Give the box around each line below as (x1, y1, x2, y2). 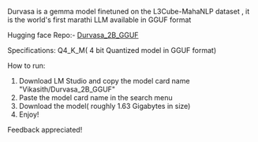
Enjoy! (18, 110, 39, 119)
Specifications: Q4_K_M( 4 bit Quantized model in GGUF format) (7, 46, 217, 54)
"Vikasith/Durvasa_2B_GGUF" (18, 84, 116, 94)
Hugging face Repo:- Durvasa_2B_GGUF (7, 31, 139, 39)
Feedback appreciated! (7, 125, 83, 134)
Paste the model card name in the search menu (18, 93, 173, 102)
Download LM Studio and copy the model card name (18, 77, 190, 85)
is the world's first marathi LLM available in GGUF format (7, 15, 192, 24)
